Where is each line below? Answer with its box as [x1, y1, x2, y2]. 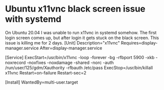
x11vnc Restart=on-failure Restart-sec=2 [5, 70, 86, 75]
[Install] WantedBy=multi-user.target [5, 79, 78, 85]
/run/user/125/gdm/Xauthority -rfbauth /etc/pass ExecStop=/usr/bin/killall [5, 64, 153, 71]
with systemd [5, 14, 61, 25]
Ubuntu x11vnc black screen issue [5, 3, 145, 15]
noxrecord [5, 60, 26, 65]
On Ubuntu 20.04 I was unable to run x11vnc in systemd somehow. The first [5, 30, 157, 35]
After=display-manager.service [40, 45, 102, 51]
